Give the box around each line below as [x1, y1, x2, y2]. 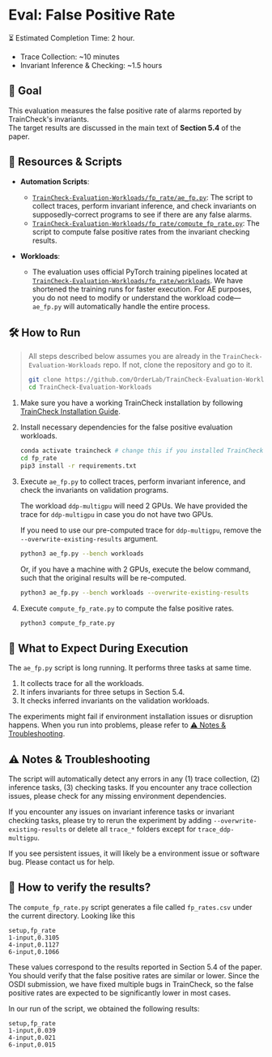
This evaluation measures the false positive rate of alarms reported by [8, 106, 242, 115]
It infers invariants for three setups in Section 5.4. [19, 688, 185, 697]
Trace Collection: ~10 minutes [19, 51, 120, 62]
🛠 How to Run [8, 326, 81, 339]
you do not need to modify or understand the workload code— [32, 292, 241, 302]
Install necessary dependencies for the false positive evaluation [19, 422, 233, 432]
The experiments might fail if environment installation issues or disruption [8, 712, 253, 722]
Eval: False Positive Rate [8, 6, 176, 24]
